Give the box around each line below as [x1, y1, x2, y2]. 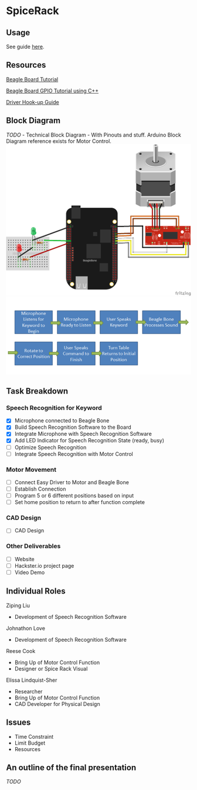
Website [14, 555, 35, 562]
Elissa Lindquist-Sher [6, 676, 57, 684]
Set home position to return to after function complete [14, 499, 145, 506]
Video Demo [14, 569, 45, 576]
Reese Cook [6, 647, 36, 654]
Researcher [14, 688, 43, 695]
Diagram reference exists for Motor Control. [6, 137, 111, 145]
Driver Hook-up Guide [6, 98, 60, 105]
